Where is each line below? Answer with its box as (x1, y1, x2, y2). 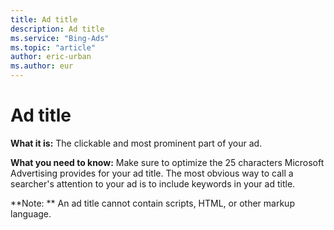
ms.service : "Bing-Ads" (10, 33, 110, 43)
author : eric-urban (10, 52, 92, 62)
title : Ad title (10, 14, 78, 25)
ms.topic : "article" (10, 42, 97, 53)
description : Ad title (10, 24, 105, 34)
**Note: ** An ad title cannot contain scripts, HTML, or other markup (10, 197, 295, 209)
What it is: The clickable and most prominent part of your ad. (10, 137, 263, 149)
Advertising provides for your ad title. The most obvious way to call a (10, 167, 294, 179)
